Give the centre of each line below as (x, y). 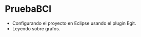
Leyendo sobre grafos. (36, 28)
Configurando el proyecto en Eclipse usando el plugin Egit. (74, 23)
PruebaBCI (28, 9)
